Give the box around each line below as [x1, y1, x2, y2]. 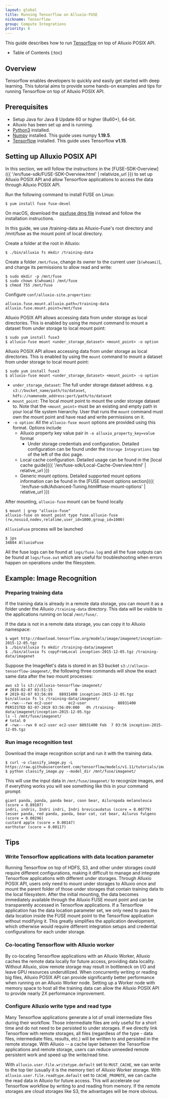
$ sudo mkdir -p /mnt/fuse [5, 274, 62, 279]
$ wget [5, 636, 19, 641]
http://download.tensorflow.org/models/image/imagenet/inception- [21, 636, 163, 641]
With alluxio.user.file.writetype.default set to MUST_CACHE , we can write [5, 1061, 161, 1067]
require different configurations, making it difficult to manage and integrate [5, 870, 160, 876]
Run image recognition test [5, 739, 73, 746]
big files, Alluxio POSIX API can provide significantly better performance [5, 974, 155, 980]
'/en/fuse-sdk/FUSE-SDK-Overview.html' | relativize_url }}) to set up [12, 171, 153, 177]
